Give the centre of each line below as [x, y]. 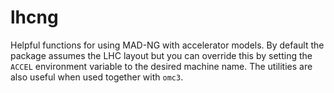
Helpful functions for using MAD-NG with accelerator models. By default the [167, 45]
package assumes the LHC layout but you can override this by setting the [161, 55]
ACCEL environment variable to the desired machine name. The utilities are [161, 66]
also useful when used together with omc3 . [97, 77]
